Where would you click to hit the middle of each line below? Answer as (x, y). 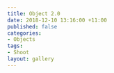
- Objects (22, 40)
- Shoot (18, 53)
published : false (32, 26)
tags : (15, 46)
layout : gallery (31, 59)
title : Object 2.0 (34, 14)
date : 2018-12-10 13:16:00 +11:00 (57, 20)
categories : (24, 33)
